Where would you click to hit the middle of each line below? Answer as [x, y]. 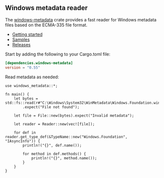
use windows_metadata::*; [31, 86]
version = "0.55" [23, 68]
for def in [25, 133]
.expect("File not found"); [51, 107]
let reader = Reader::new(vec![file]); [54, 124]
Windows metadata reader [46, 8]
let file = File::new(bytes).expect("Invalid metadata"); [74, 116]
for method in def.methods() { [54, 154]
